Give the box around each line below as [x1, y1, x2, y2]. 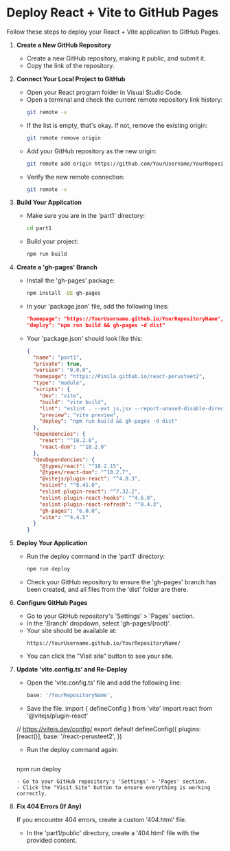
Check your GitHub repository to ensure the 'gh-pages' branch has [26, 578, 217, 586]
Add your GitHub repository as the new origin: [26, 146, 157, 155]
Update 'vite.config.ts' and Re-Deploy [16, 665, 128, 674]
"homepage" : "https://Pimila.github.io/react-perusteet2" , [32, 373, 205, 380]
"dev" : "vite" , [39, 392, 83, 399]
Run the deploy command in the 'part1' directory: [26, 552, 165, 561]
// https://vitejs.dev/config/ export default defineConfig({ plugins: [16, 725, 201, 733]
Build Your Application [16, 198, 82, 207]
